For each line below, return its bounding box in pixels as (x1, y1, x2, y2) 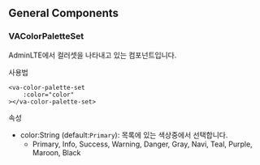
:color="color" (23, 91, 75, 99)
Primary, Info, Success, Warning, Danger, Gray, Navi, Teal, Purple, (32, 139, 253, 149)
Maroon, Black (32, 147, 81, 157)
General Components (8, 6, 119, 20)
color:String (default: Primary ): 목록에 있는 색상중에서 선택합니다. (19, 129, 228, 140)
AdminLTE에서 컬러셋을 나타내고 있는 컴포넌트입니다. (8, 50, 177, 60)
